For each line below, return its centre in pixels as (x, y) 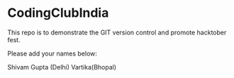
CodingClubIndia (58, 13)
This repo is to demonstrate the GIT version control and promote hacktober (117, 32)
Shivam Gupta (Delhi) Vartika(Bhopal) (62, 67)
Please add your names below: (52, 53)
